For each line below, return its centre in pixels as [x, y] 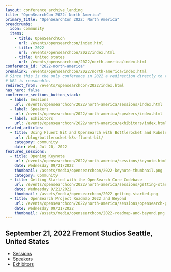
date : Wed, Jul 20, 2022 [41, 147]
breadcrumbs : [19, 24]
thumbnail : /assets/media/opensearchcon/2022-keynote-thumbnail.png [89, 171]
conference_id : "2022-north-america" [45, 66]
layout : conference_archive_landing [44, 10]
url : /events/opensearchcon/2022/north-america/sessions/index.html [89, 105]
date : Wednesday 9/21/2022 [43, 189]
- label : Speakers [30, 109]
